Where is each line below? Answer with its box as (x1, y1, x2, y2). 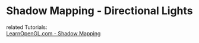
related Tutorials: (6, 24, 48, 31)
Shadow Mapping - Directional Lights (6, 4, 193, 18)
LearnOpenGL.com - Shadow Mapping (6, 29, 101, 37)
